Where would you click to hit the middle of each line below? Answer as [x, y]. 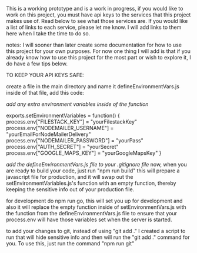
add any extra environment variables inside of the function [77, 104]
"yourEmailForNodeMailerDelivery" [49, 134]
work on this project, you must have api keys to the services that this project [98, 15]
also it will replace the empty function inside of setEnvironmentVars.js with [96, 207]
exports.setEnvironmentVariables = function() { [63, 115]
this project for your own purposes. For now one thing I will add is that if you [98, 51]
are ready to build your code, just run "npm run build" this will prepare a [93, 171]
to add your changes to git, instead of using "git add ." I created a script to [96, 231]
